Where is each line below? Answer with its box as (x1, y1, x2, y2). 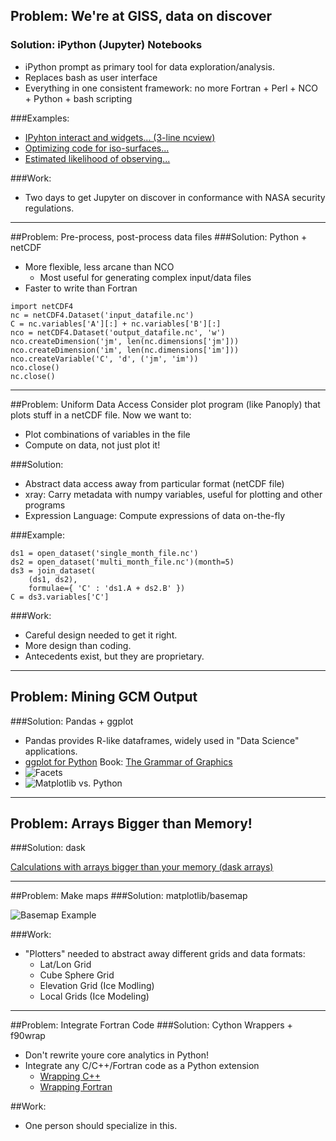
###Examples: (10, 112, 70, 124)
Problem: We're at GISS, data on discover (10, 8, 273, 25)
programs (24, 499, 66, 511)
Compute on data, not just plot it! (24, 439, 161, 451)
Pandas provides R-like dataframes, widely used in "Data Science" (24, 734, 300, 746)
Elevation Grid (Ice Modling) (39, 980, 155, 992)
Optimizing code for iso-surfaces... (24, 142, 170, 154)
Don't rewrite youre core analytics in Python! (24, 1049, 209, 1061)
